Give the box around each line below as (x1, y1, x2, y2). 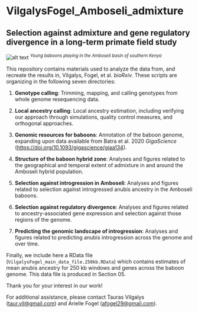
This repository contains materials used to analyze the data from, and (6, 65, 176, 72)
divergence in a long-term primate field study (6, 37, 177, 47)
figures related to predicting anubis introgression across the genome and (14, 234, 193, 241)
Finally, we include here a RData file (6, 251, 93, 258)
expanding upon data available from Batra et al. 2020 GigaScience (14, 138, 177, 145)
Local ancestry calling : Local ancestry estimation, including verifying (14, 107, 184, 114)
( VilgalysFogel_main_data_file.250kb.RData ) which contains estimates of (6, 258, 186, 265)
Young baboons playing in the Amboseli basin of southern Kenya (30, 53, 162, 59)
